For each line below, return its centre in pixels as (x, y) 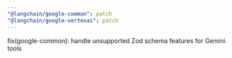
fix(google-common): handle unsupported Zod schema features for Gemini (116, 40)
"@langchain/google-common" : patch (60, 14)
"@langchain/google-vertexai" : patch (63, 21)
